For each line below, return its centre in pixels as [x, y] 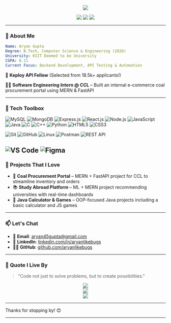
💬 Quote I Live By [26, 265]
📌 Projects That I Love [33, 165]
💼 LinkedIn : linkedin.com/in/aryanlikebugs [57, 242]
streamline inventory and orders [46, 181]
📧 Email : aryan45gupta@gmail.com [50, 236]
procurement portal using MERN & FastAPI [50, 90]
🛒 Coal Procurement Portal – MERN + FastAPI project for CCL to [80, 176]
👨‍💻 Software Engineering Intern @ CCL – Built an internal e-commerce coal [85, 85]
